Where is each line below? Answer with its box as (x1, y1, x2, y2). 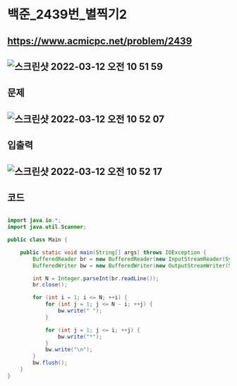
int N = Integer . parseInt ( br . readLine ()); (32, 275, 159, 282)
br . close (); (32, 282, 68, 289)
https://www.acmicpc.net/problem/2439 (7, 35, 193, 47)
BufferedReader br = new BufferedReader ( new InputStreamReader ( (32, 255, 226, 263)
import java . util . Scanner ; (7, 224, 87, 231)
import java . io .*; (7, 217, 61, 224)
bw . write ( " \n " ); (44, 346, 93, 354)
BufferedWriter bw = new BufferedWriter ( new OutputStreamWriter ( (32, 262, 229, 269)
